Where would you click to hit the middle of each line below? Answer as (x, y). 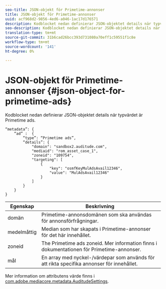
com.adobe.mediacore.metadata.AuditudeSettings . (57, 282)
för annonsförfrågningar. (70, 221)
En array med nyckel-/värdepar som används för (98, 258)
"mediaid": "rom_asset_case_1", (65, 151)
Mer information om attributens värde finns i (50, 276)
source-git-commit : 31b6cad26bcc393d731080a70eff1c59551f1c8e (70, 38)
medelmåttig (22, 232)
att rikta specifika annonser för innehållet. (89, 264)
